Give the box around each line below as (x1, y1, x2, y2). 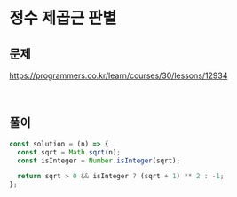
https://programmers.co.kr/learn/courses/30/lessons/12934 (9, 70, 228, 81)
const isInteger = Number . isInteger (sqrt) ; (17, 156, 180, 165)
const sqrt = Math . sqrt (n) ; (17, 147, 122, 156)
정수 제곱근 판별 (9, 8, 117, 28)
